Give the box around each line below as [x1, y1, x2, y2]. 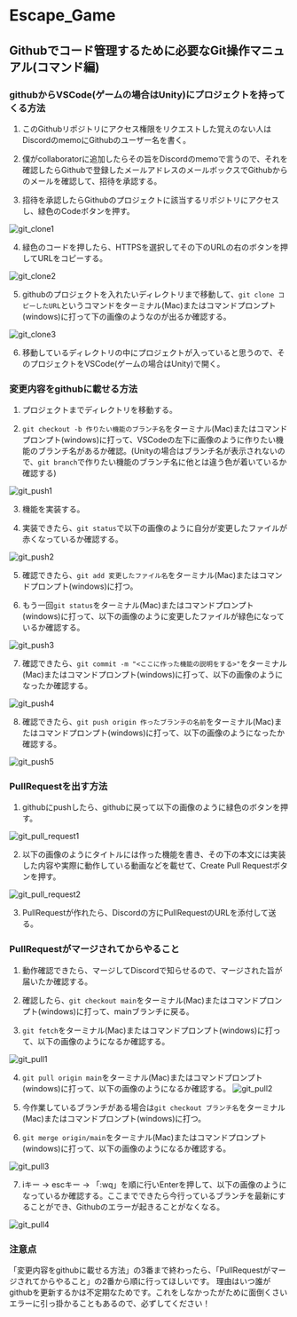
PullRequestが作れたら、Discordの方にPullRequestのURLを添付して [21, 908, 269, 918]
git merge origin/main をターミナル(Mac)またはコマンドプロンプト [21, 1131, 268, 1142]
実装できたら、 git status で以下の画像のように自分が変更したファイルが [21, 523, 288, 534]
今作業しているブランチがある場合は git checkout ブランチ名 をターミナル [21, 1102, 285, 1113]
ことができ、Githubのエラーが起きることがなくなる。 [29, 1201, 225, 1212]
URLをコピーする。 [37, 252, 108, 263]
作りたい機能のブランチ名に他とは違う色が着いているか [84, 456, 287, 467]
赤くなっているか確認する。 [21, 534, 124, 544]
